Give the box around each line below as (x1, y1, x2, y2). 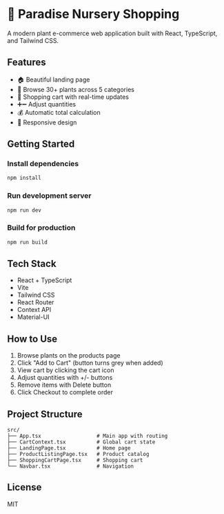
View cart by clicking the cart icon (17, 366, 114, 374)
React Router (17, 298, 54, 306)
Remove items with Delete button (17, 380, 112, 389)
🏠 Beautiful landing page (17, 75, 90, 84)
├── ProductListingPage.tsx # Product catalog (7, 451, 150, 458)
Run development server (7, 191, 92, 201)
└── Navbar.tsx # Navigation (7, 463, 134, 470)
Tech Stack (7, 258, 57, 270)
